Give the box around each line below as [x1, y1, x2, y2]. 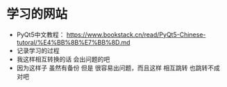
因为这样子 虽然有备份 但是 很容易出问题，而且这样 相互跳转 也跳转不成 [16, 64, 220, 72]
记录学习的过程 [16, 46, 60, 55]
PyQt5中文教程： [16, 30, 65, 39]
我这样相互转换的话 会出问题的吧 [16, 55, 110, 63]
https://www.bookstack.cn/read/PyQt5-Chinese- [66, 30, 206, 39]
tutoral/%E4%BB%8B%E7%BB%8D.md [16, 38, 131, 46]
